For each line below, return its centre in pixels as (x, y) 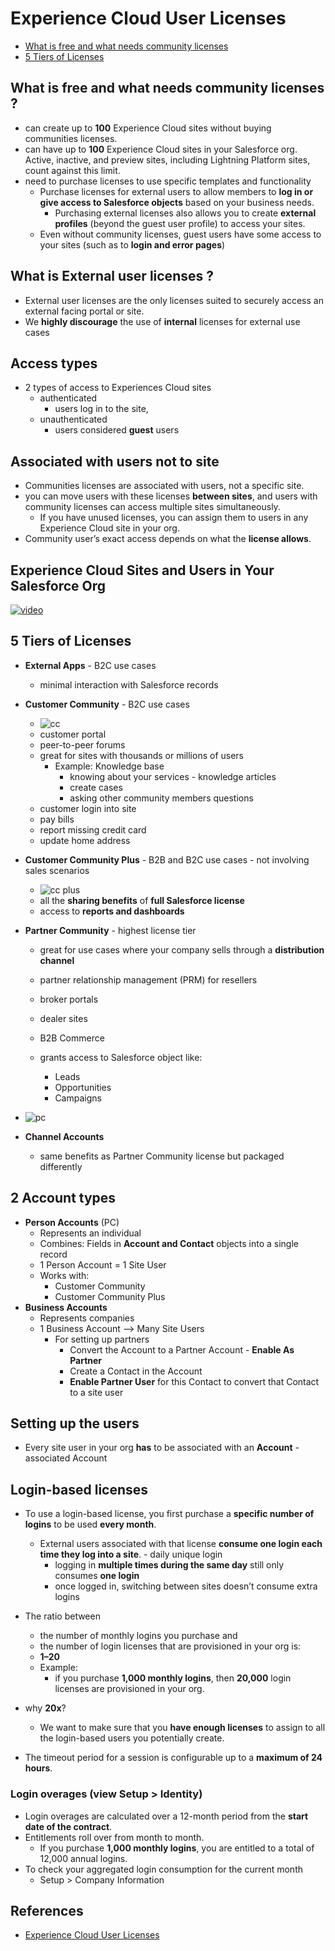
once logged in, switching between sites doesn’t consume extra (186, 1586)
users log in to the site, (101, 409)
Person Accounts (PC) (72, 1222)
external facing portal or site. (84, 311)
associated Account (66, 1458)
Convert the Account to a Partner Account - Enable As (182, 1349)
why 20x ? (45, 1708)
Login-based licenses (79, 1489)
